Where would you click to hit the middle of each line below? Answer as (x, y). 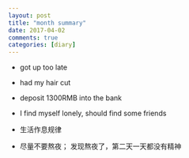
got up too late (43, 67)
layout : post (30, 15)
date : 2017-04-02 (37, 30)
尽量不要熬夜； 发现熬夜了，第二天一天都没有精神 (100, 146)
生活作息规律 (40, 130)
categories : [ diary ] (42, 45)
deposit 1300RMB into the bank (71, 98)
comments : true (33, 38)
